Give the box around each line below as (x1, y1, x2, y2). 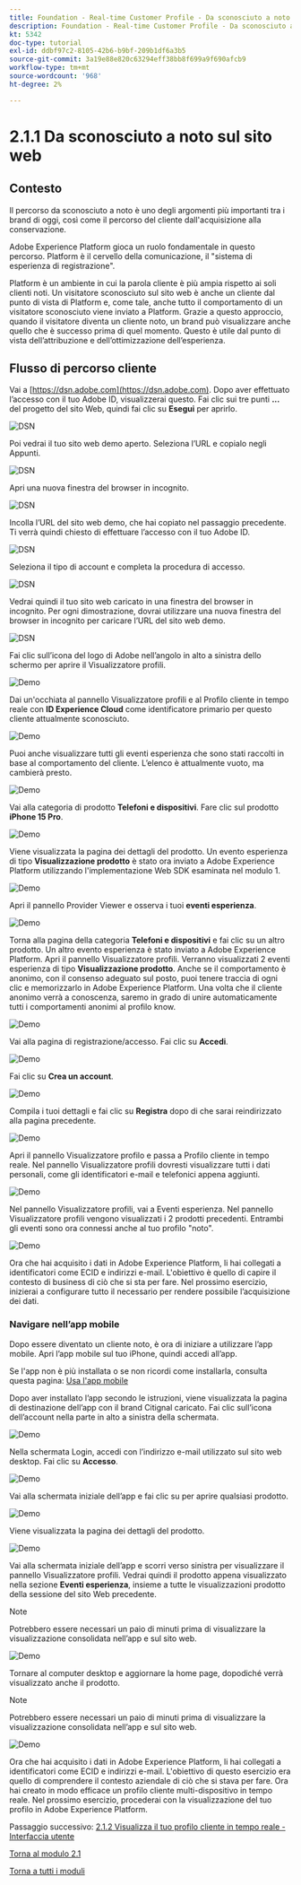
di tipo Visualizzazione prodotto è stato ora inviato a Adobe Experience (9, 856, 275, 866)
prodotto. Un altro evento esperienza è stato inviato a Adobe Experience (9, 944, 276, 955)
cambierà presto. (9, 768, 73, 778)
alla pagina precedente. (9, 1116, 97, 1126)
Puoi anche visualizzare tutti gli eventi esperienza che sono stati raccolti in (9, 748, 285, 759)
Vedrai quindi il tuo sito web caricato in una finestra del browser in (9, 596, 254, 607)
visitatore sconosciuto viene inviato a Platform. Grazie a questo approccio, (9, 306, 284, 317)
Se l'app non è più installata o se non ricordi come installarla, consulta (9, 1365, 268, 1377)
